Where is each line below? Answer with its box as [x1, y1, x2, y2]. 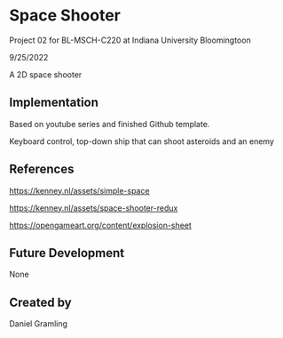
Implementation [9, 95, 99, 110]
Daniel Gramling [9, 318, 68, 329]
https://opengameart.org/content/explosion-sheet [9, 220, 193, 230]
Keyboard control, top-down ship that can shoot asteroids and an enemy [9, 135, 275, 147]
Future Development [9, 245, 125, 261]
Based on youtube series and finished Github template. [9, 118, 210, 129]
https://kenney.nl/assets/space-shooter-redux [9, 202, 178, 213]
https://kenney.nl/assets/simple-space [9, 185, 150, 196]
